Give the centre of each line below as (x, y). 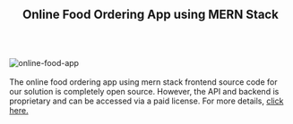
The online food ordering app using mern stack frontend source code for (143, 82)
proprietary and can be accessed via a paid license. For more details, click (146, 101)
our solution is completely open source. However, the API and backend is (144, 91)
